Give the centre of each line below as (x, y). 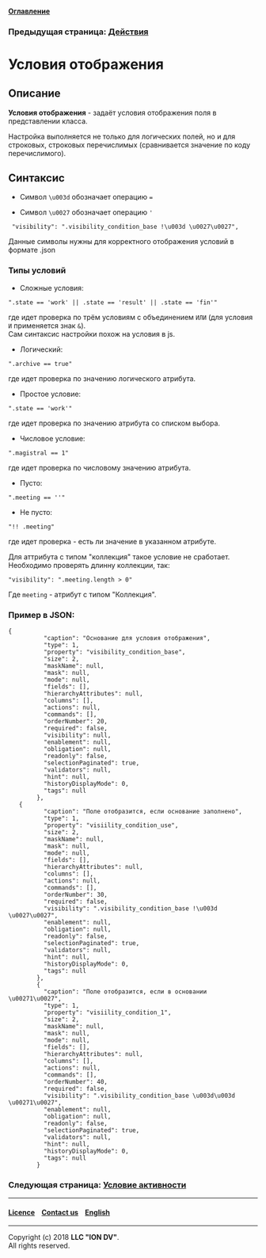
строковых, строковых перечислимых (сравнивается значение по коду (129, 145)
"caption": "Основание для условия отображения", (127, 638)
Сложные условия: (52, 288)
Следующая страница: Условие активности (97, 1184)
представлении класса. (48, 121)
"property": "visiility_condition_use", (111, 825)
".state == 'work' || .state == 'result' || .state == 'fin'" (113, 302)
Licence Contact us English (59, 1212)
